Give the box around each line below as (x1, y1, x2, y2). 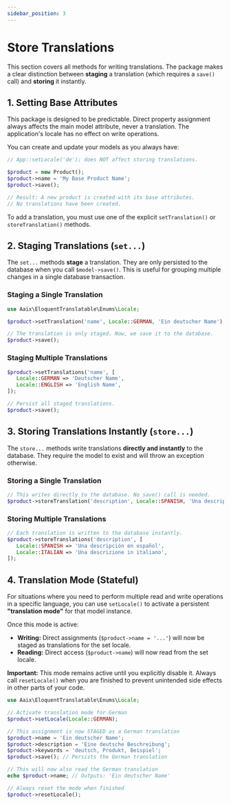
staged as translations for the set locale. (16, 641, 131, 650)
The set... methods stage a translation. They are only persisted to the (7, 258, 208, 267)
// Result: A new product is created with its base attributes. (7, 194, 195, 201)
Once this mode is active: (7, 620, 79, 629)
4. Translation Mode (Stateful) (7, 574, 139, 586)
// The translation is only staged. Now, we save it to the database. (7, 331, 214, 338)
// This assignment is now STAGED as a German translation (7, 728, 180, 735)
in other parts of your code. (7, 683, 85, 692)
